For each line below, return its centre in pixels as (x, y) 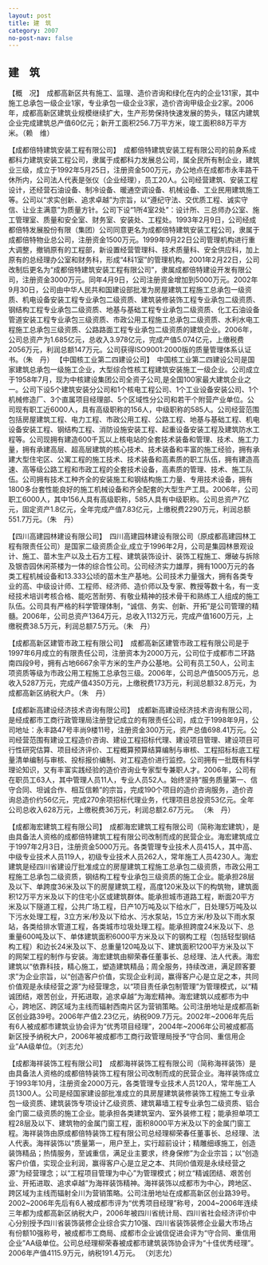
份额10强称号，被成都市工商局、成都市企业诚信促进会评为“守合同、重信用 (136, 1233)
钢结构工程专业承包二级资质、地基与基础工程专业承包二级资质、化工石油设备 (134, 310)
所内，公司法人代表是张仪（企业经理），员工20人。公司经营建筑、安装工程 (136, 180)
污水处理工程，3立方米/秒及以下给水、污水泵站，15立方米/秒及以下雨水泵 (135, 917)
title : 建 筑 (30, 23)
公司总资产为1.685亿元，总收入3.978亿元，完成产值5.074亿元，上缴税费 (126, 339)
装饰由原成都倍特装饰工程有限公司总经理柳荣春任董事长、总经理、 (144, 1133)
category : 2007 (33, 30)
